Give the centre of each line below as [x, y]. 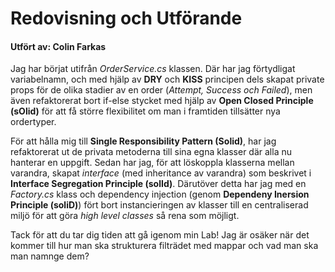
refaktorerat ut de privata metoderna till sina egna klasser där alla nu [151, 152]
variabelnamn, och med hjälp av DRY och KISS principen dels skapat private [167, 79]
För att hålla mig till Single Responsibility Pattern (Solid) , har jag [143, 141]
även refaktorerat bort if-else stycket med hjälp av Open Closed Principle [162, 101]
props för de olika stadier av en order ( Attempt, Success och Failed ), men [161, 90]
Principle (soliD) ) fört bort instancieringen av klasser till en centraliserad [159, 205]
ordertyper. [33, 122]
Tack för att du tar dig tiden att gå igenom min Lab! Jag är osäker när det [160, 235]
